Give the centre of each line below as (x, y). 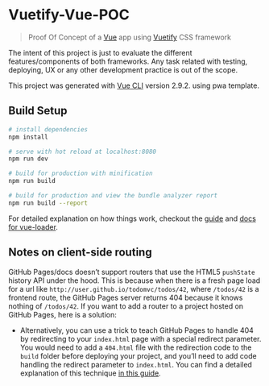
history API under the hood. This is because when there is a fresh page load (134, 280)
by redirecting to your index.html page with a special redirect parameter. (141, 338)
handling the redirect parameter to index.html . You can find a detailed (136, 364)
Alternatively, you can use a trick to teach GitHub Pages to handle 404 (137, 330)
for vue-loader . (33, 226)
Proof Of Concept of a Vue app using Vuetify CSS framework (130, 37)
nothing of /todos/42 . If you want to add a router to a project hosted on (126, 306)
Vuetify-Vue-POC (69, 15)
